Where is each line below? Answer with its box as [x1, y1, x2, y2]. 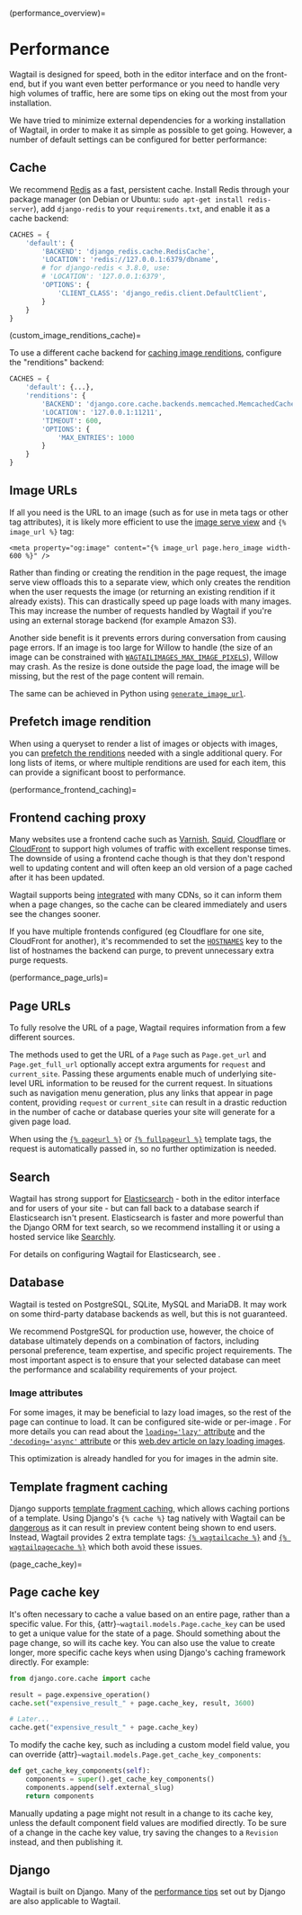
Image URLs [9, 483, 78, 499]
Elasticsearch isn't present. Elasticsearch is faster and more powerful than [9, 1212, 285, 1223]
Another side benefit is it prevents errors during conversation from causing [9, 632, 287, 643]
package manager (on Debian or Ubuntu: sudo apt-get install [9, 193, 244, 204]
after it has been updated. [9, 872, 105, 883]
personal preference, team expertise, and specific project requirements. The [9, 1344, 292, 1355]
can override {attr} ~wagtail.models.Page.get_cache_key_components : [9, 1749, 262, 1760]
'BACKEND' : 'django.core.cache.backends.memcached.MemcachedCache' [41, 400, 299, 409]
